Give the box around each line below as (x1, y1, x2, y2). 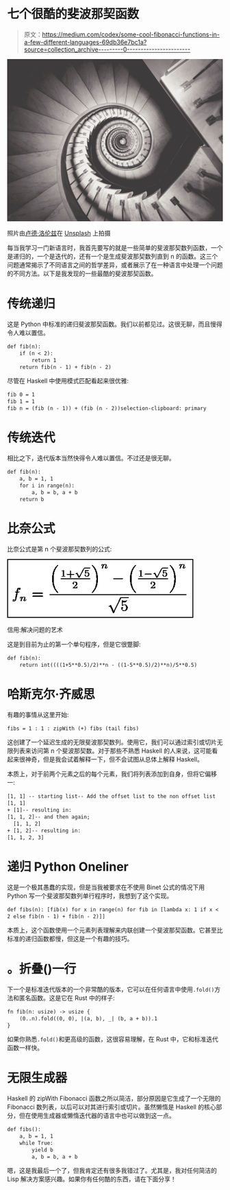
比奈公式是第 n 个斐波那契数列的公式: (7, 545, 112, 553)
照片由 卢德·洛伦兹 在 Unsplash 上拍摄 (7, 229, 111, 237)
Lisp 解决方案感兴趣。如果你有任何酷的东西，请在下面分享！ (7, 1175, 177, 1183)
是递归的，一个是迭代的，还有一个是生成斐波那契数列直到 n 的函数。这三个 (7, 252, 218, 260)
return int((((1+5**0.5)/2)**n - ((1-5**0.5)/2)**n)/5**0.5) (19, 661, 197, 668)
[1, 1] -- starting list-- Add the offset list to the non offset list (7, 792, 216, 800)
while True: (19, 1139, 53, 1147)
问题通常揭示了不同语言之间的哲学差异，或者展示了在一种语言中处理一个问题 (7, 260, 223, 268)
